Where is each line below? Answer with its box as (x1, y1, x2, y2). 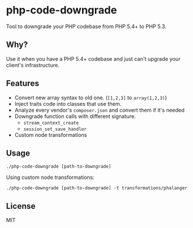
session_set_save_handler (23, 126, 87, 132)
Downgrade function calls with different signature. (14, 112, 136, 120)
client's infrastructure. (6, 61, 60, 68)
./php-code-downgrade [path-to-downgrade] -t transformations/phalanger (6, 185, 188, 191)
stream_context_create (23, 120, 79, 126)
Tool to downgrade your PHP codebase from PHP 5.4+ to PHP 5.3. (6, 23, 167, 30)
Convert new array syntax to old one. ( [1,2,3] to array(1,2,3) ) (14, 94, 167, 101)
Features (6, 78, 39, 88)
